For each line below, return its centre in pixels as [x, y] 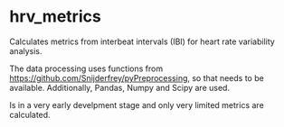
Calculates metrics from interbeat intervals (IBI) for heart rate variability [142, 41]
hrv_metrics [55, 17]
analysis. [26, 50]
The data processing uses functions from [86, 68]
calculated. [30, 114]
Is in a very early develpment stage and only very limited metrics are [137, 104]
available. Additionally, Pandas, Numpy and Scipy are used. [120, 87]
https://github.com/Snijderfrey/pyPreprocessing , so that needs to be [137, 77]
